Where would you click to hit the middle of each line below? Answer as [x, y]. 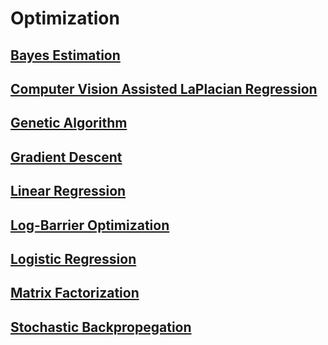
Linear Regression [68, 191]
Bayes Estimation [65, 55]
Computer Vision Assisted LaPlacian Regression [164, 88]
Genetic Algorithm [69, 123]
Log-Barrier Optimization [90, 225]
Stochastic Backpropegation [101, 327]
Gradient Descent [66, 157]
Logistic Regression [73, 258]
